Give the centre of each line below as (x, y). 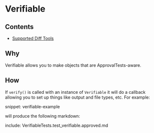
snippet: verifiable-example (33, 106)
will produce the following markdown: (43, 116)
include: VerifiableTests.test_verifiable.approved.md (57, 125)
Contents (19, 27)
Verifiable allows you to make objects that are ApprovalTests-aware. (73, 65)
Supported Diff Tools (33, 38)
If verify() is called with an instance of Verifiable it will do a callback (75, 92)
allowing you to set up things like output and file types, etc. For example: (77, 97)
